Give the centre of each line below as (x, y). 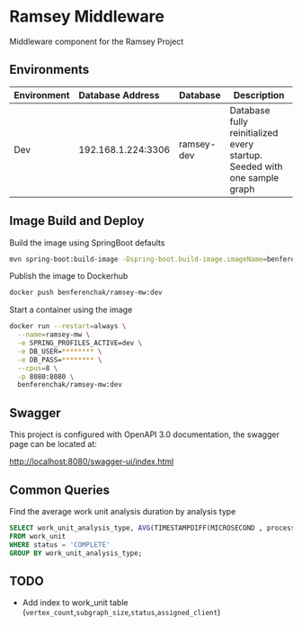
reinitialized (254, 132)
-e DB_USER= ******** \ (60, 351)
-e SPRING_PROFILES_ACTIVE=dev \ (80, 344)
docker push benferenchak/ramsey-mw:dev (86, 293)
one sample (254, 177)
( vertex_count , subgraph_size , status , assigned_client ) (121, 613)
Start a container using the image (71, 310)
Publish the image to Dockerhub (69, 276)
